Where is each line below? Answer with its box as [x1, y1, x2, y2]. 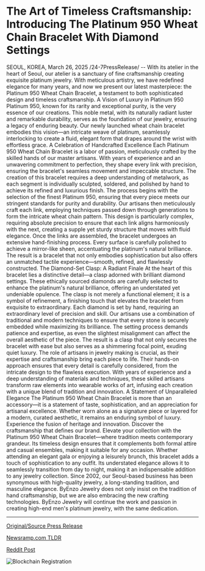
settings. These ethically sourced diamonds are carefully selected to [6, 277, 179, 285]
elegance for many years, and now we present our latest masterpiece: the [6, 82, 192, 90]
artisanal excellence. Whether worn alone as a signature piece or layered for [6, 407, 198, 415]
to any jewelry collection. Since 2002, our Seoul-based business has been [6, 472, 193, 479]
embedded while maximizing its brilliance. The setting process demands [6, 322, 188, 330]
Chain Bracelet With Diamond [6, 31, 159, 44]
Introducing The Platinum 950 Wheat [6, 17, 198, 31]
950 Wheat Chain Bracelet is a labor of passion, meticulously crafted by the [6, 148, 196, 155]
